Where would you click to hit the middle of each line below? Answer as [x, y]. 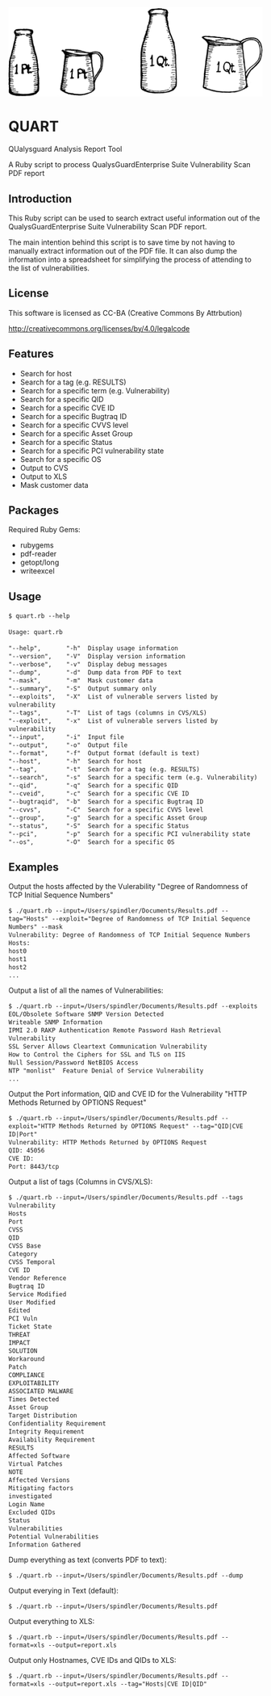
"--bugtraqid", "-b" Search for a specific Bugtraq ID [106, 802]
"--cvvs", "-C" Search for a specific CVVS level [106, 810]
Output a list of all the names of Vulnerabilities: [86, 990]
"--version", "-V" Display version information [97, 657]
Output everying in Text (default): [64, 1591]
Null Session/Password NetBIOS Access [73, 1063]
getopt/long [40, 563]
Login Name [27, 1505]
